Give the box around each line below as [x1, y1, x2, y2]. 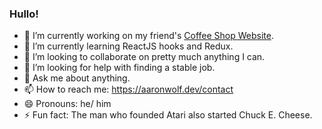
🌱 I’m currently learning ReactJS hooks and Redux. [23, 40, 234, 52]
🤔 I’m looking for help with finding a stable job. [23, 62, 216, 74]
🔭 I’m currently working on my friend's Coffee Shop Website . [23, 30, 274, 42]
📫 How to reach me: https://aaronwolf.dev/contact [23, 83, 234, 96]
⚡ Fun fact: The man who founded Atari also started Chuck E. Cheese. [23, 109, 313, 121]
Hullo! [9, 7, 39, 21]
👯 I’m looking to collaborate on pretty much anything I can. [23, 51, 266, 63]
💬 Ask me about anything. [23, 72, 131, 84]
